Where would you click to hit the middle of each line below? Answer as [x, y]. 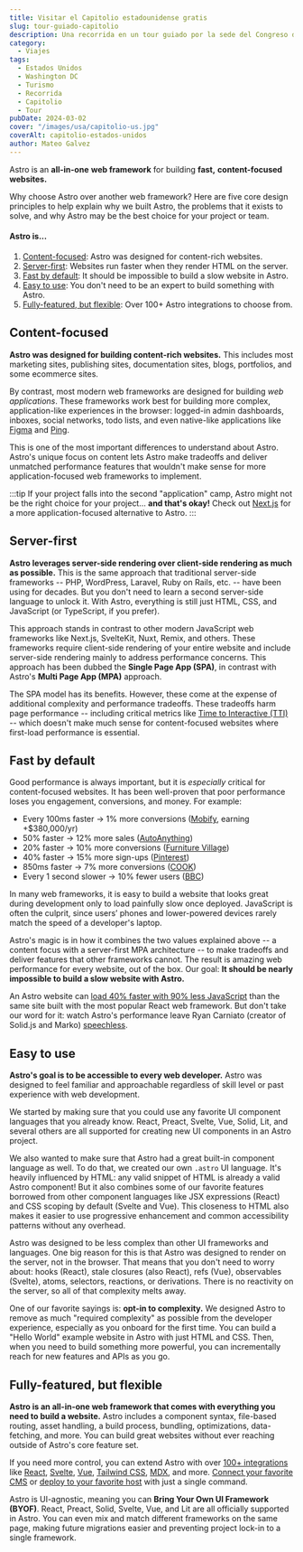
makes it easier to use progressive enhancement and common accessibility [149, 1216]
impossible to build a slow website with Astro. [97, 979]
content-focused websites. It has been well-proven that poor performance [147, 792]
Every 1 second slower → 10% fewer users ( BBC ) [113, 876]
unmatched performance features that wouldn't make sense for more [138, 466]
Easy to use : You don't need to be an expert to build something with [148, 285]
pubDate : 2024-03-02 [48, 118]
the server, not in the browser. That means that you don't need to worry [142, 1262]
